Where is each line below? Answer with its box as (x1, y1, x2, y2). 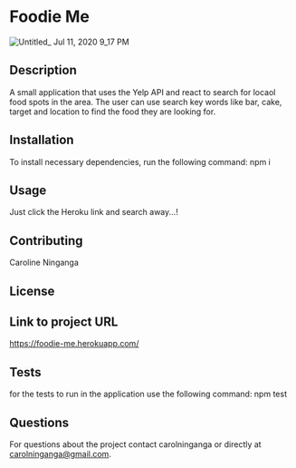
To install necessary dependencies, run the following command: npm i (9, 156, 272, 167)
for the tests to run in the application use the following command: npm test (9, 388, 288, 400)
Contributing (9, 233, 83, 249)
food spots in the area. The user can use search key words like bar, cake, (9, 96, 282, 107)
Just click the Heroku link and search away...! (9, 207, 178, 218)
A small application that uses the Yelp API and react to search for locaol (9, 86, 276, 97)
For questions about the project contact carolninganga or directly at (9, 439, 262, 450)
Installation (9, 132, 74, 148)
